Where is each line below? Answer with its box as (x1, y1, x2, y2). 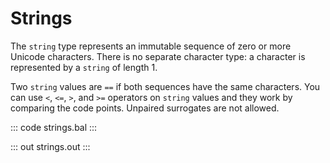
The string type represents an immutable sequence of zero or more (10, 40, 292, 52)
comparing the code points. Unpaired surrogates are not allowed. (10, 102, 280, 114)
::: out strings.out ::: (10, 140, 91, 152)
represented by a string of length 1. (10, 61, 158, 73)
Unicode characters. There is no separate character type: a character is (10, 50, 306, 62)
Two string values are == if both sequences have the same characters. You (10, 80, 321, 92)
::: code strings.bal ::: (10, 121, 98, 133)
